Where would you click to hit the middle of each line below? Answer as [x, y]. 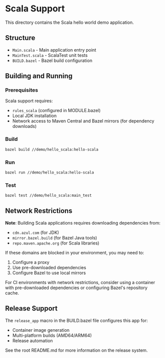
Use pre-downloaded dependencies [49, 267]
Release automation [32, 341]
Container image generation [41, 330]
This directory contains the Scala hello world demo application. [69, 22]
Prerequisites [22, 90]
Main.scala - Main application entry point [54, 50]
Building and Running [39, 76]
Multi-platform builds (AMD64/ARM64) [52, 335]
